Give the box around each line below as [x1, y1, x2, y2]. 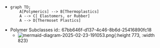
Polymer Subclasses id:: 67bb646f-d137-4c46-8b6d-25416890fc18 [10, 27, 152, 33]
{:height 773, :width [114, 32, 155, 38]
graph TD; [10, 5, 31, 10]
